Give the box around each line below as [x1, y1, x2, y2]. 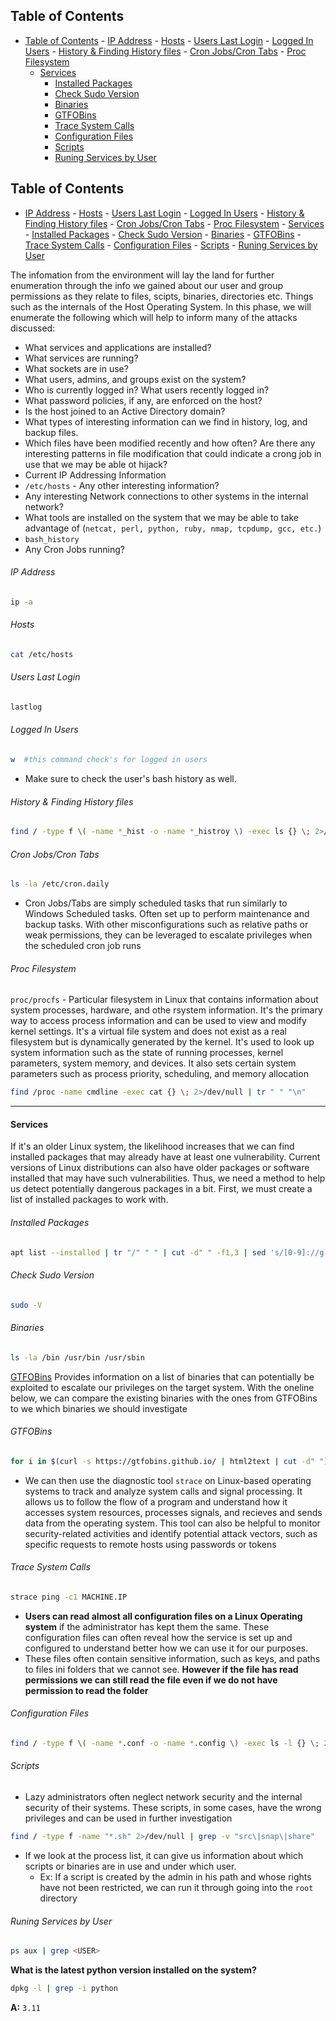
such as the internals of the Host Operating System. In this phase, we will [10, 300, 312, 313]
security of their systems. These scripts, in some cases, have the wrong [24, 1802, 322, 1814]
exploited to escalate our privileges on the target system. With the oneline [10, 1381, 315, 1393]
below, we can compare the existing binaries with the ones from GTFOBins [10, 1392, 318, 1404]
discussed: [10, 322, 56, 334]
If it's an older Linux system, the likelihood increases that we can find [10, 1140, 295, 1153]
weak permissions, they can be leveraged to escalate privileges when [24, 929, 313, 941]
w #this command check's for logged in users [10, 755, 208, 765]
